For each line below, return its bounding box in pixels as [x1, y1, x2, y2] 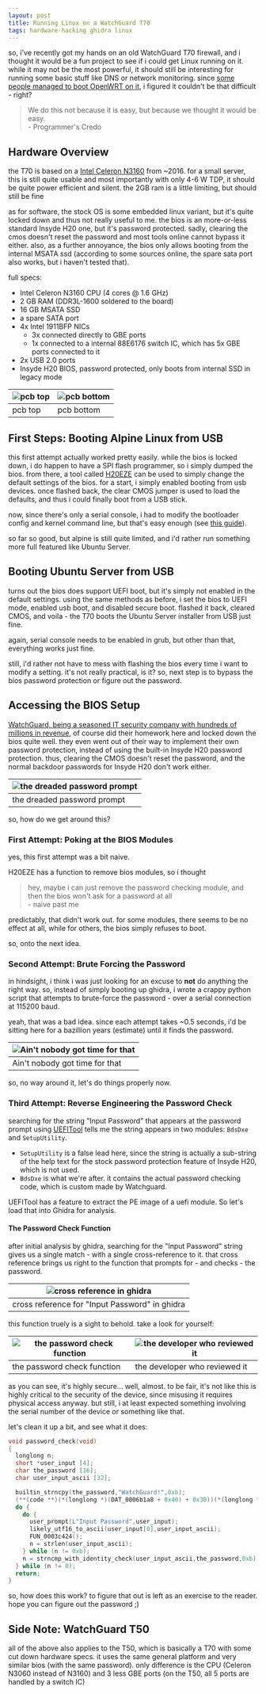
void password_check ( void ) [8, 1437, 97, 1445]
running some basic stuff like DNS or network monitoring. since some [8, 73, 235, 83]
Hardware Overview [8, 145, 109, 158]
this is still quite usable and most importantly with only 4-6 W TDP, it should [8, 175, 255, 185]
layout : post [8, 11, 51, 20]
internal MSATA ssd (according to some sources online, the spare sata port [8, 249, 253, 258]
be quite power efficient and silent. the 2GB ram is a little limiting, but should [8, 183, 257, 193]
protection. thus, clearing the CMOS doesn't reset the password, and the [8, 754, 245, 763]
